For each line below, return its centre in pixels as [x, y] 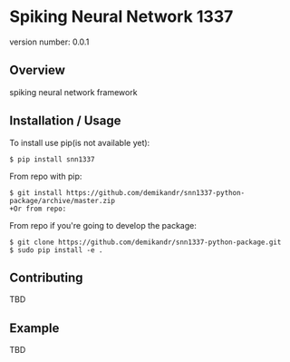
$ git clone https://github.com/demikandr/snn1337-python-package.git [145, 242]
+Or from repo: [38, 209]
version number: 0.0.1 [49, 42]
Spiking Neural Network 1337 [121, 17]
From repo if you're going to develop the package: [103, 225]
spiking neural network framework [73, 92]
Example [34, 328]
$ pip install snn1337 [52, 159]
